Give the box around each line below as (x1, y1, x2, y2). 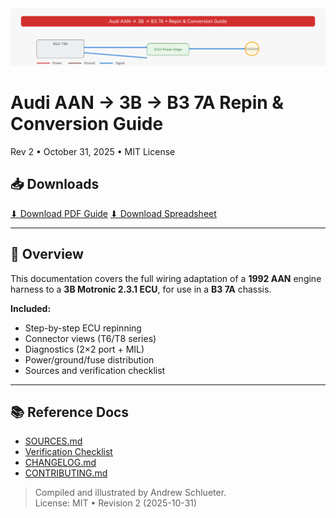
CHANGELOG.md (24, 457, 97, 469)
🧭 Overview (10, 246, 84, 263)
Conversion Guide (10, 113, 164, 136)
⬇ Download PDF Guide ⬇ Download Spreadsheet (10, 207, 217, 219)
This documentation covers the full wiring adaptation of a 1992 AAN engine (10, 272, 322, 284)
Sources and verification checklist (24, 364, 166, 376)
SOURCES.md (24, 435, 83, 447)
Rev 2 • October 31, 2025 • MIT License (10, 145, 176, 157)
